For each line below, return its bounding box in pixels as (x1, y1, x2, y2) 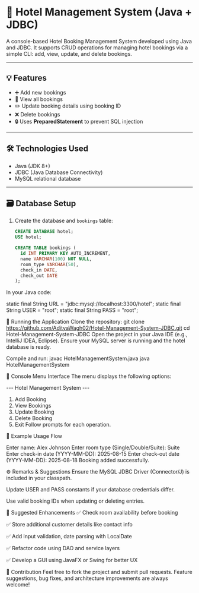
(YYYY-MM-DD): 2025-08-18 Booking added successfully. (6, 457, 150, 464)
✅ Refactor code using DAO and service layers (6, 545, 120, 552)
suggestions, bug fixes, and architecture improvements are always (6, 575, 169, 582)
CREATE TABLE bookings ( (14, 245, 76, 251)
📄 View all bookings (14, 95, 63, 103)
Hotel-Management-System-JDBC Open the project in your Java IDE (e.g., (6, 331, 188, 338)
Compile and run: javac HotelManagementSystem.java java (6, 355, 150, 362)
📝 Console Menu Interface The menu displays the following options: (6, 373, 172, 380)
